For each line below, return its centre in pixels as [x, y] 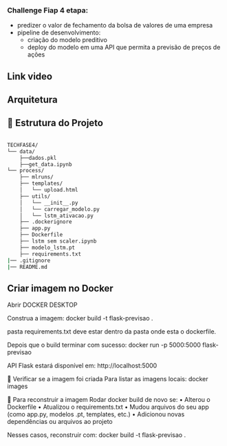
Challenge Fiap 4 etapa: [47, 10]
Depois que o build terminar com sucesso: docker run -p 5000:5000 [104, 345]
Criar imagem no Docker [60, 288]
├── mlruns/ [36, 177]
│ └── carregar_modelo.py [60, 209]
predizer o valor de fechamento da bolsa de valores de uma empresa [115, 26]
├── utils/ [35, 196]
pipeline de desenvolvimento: [59, 32]
